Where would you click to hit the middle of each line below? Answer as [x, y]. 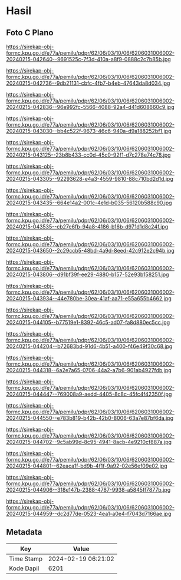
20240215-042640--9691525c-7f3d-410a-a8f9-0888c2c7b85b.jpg [88, 59]
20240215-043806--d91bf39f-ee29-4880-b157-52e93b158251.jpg [88, 274]
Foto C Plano [30, 33]
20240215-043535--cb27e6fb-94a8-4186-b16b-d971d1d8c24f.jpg [87, 227]
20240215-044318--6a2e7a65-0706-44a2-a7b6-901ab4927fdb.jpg [89, 370]
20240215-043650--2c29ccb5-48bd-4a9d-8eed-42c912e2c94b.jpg [90, 251]
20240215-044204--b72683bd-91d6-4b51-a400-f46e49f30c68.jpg [89, 346]
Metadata [24, 532]
